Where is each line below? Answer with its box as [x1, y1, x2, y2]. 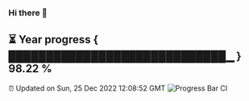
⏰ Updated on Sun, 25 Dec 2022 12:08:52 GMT [8, 83, 166, 93]
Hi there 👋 [8, 7, 48, 18]
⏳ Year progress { [8, 33, 99, 46]
